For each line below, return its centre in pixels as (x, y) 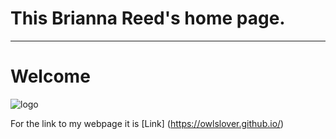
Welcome (50, 76)
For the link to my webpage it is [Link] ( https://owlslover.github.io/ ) (147, 123)
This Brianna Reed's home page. (148, 18)
